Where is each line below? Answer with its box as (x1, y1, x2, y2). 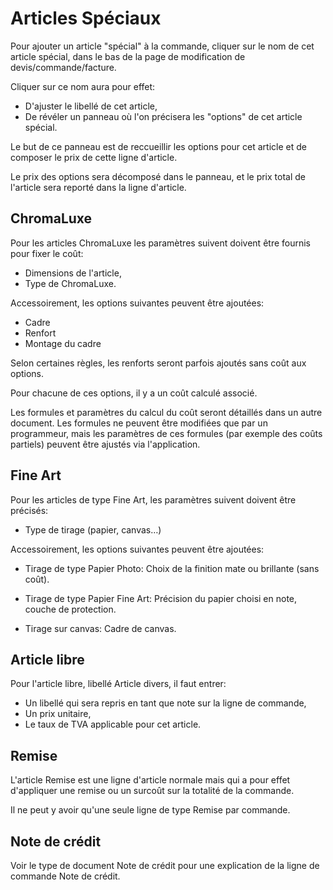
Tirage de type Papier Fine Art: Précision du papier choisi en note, (24, 592, 298, 604)
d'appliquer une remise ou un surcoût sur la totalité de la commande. (10, 785, 295, 797)
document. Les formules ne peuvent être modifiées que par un (10, 417, 268, 429)
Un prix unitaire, (24, 708, 92, 720)
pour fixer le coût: (10, 247, 84, 259)
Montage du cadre (24, 337, 102, 349)
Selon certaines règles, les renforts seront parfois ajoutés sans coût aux (10, 357, 307, 369)
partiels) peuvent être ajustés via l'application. (10, 438, 201, 450)
